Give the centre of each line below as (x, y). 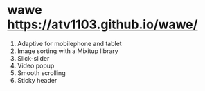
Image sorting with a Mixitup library (68, 51)
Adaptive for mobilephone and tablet (70, 43)
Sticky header (37, 80)
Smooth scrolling (41, 73)
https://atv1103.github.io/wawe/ (102, 24)
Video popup (36, 65)
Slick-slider (33, 58)
